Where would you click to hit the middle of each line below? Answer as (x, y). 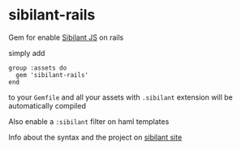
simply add (27, 53)
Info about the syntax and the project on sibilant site (95, 137)
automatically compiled (47, 105)
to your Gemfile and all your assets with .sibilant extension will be (120, 97)
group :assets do (38, 68)
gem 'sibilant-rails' (52, 75)
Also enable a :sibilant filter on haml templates (89, 121)
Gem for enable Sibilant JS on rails (66, 37)
